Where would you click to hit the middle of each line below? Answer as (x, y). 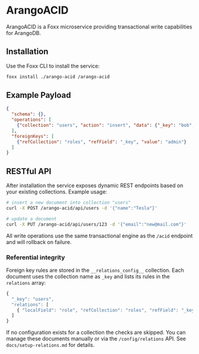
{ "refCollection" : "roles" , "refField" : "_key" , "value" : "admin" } (102, 142)
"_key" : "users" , (33, 299)
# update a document (32, 219)
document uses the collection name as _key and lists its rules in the (88, 276)
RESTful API (29, 171)
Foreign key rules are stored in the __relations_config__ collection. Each (95, 270)
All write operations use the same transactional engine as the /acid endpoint (99, 236)
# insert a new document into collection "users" (69, 203)
